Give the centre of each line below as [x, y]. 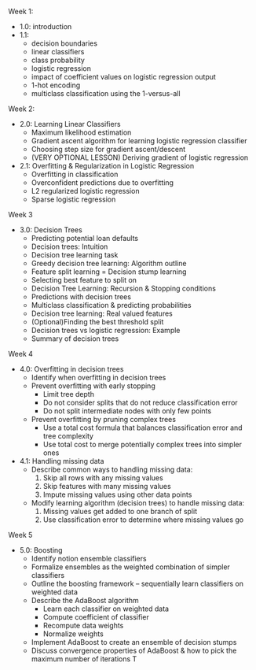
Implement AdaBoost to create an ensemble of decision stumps [134, 642]
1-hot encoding [56, 85]
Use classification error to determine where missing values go [143, 520]
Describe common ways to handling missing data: [112, 469]
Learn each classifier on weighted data [106, 609]
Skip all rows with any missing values [103, 478]
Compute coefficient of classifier [96, 617]
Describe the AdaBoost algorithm [85, 600]
